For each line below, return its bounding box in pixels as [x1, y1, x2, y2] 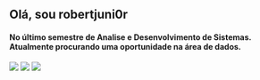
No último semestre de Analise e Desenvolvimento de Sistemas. [9, 31, 252, 43]
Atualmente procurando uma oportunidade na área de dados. [9, 41, 241, 52]
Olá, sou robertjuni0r [9, 7, 128, 22]
